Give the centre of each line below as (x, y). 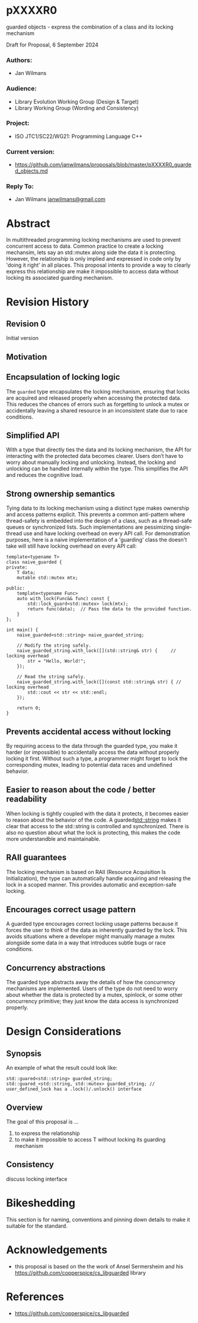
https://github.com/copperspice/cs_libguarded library (80, 1272)
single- (183, 527)
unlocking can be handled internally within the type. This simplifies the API (97, 469)
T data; (26, 573)
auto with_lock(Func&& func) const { (63, 599)
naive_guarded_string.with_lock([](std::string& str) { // (97, 651)
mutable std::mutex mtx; (47, 578)
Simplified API (33, 435)
